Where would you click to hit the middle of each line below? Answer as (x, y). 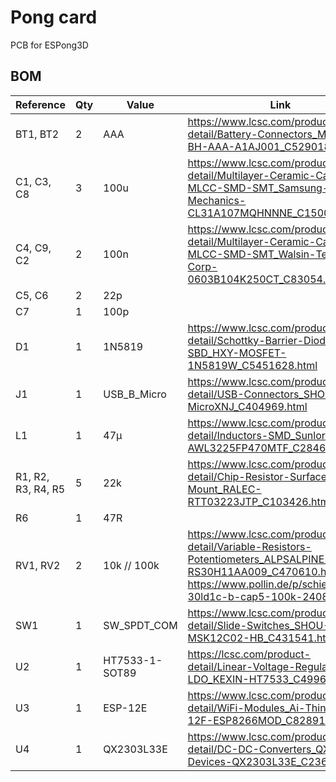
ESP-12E (125, 708)
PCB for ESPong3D (49, 45)
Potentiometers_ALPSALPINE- (259, 559)
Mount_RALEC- (224, 489)
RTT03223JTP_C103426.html (259, 501)
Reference (40, 104)
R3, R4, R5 (40, 489)
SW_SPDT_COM (140, 625)
